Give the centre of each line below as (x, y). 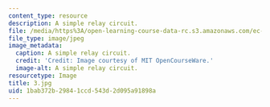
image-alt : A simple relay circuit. (77, 68)
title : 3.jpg (30, 83)
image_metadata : (35, 46)
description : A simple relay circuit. (73, 23)
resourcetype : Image (43, 76)
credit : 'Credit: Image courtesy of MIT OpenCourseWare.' (115, 61)
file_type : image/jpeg (46, 38)
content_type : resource (48, 16)
